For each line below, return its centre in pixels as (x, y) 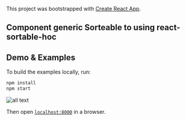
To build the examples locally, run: (49, 72)
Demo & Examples (41, 57)
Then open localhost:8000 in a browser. (56, 111)
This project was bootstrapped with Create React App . (74, 9)
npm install (21, 83)
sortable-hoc (32, 37)
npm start (19, 89)
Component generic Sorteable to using (81, 27)
